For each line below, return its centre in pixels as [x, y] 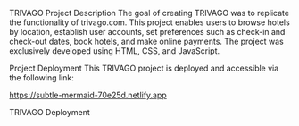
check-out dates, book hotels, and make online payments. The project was [146, 41]
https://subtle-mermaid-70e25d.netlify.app [88, 95]
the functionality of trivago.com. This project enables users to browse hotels [149, 22]
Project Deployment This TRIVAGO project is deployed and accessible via [144, 68]
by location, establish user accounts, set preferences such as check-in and [147, 32]
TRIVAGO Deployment [50, 112]
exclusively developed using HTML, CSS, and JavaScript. [115, 51]
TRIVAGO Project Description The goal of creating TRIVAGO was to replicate [149, 13]
